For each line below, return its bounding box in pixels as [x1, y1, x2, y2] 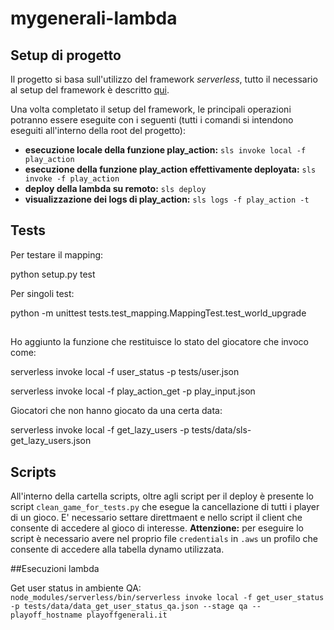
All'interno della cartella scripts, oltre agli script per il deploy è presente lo [10, 490, 315, 502]
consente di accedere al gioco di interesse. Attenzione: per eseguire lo [10, 522, 305, 534]
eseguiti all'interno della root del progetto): [10, 125, 186, 136]
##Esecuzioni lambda [10, 563, 100, 575]
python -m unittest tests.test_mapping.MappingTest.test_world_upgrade [10, 307, 307, 319]
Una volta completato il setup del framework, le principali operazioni [10, 103, 292, 115]
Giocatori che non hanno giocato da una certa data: [10, 405, 223, 417]
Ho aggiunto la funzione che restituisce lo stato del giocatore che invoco [10, 336, 309, 348]
